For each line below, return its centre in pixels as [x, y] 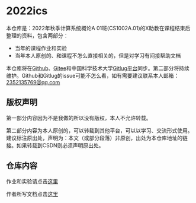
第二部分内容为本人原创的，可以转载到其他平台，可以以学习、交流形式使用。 [99, 130]
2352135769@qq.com [33, 82]
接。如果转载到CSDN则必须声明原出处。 [55, 145]
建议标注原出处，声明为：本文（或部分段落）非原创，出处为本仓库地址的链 [97, 138]
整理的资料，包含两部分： [37, 35]
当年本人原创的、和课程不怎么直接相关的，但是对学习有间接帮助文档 [98, 55]
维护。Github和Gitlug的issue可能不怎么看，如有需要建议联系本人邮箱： [93, 75]
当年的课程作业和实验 [41, 48]
